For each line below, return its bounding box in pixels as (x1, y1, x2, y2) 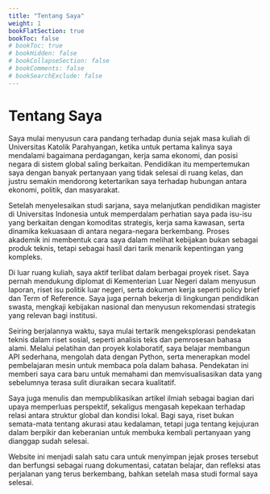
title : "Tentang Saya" (8, 11, 85, 20)
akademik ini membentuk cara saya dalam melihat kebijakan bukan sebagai (8, 235, 259, 245)
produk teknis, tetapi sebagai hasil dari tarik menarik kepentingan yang (8, 243, 243, 253)
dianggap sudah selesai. (8, 436, 89, 446)
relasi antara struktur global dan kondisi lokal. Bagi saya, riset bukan (8, 410, 235, 420)
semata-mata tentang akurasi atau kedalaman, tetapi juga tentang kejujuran (8, 419, 260, 429)
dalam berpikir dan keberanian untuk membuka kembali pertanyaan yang (8, 427, 251, 437)
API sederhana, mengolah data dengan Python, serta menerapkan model (8, 352, 251, 362)
